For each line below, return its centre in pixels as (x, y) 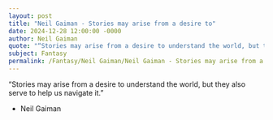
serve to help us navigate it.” (56, 92)
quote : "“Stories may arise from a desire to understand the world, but (134, 46)
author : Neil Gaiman (43, 39)
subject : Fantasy (38, 54)
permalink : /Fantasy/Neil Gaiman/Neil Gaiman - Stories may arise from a (136, 62)
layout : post (30, 16)
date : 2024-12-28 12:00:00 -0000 (65, 31)
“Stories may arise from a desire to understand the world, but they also (127, 84)
